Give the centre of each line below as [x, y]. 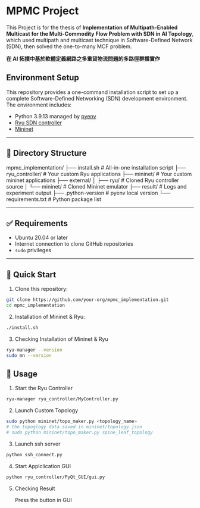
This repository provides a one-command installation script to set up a [92, 92]
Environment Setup [43, 78]
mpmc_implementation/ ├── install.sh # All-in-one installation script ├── [96, 167]
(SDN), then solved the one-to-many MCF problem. [69, 46]
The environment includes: [39, 105]
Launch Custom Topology [46, 410]
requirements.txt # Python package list [54, 199]
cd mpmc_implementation [36, 305]
